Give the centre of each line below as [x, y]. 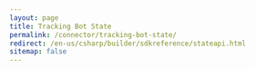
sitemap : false [38, 52]
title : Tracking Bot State [61, 26]
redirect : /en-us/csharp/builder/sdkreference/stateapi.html [128, 43]
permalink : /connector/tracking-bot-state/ [93, 35]
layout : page [34, 18]
